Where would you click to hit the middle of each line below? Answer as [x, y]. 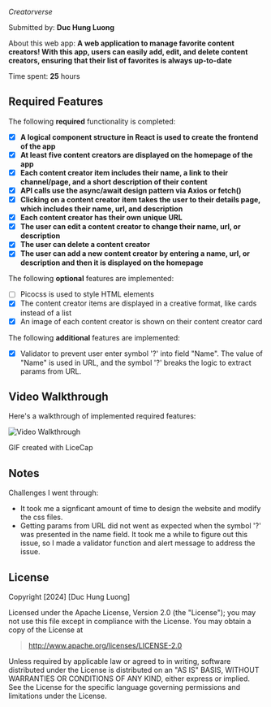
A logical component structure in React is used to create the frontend [139, 137]
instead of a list [46, 313]
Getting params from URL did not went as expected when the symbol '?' [140, 526]
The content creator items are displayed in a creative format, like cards [138, 303]
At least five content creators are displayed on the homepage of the [136, 154]
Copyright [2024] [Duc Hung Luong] [69, 597]
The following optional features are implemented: [91, 279]
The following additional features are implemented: [94, 337]
